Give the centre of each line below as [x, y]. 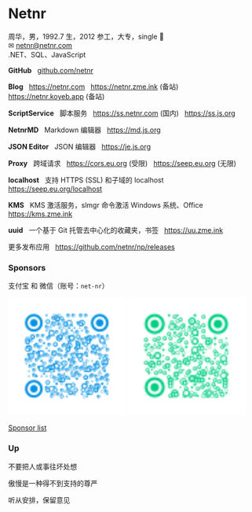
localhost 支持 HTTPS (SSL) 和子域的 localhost [86, 180]
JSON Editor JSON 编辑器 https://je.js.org [80, 146]
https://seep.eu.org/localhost [55, 189]
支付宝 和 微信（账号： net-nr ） [58, 286]
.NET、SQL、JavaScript [47, 54]
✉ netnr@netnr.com [40, 45]
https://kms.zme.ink [40, 214]
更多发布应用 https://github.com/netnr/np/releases [91, 247]
